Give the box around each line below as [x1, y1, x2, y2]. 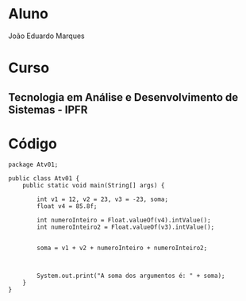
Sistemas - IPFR [8, 102, 88, 116]
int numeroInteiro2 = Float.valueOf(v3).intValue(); [37, 223, 215, 231]
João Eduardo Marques [8, 31, 85, 41]
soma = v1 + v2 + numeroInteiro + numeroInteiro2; [37, 244, 208, 253]
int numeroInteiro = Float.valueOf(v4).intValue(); [37, 216, 212, 225]
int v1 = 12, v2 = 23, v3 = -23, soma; [37, 195, 169, 203]
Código [8, 134, 57, 152]
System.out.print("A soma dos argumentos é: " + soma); [37, 272, 225, 280]
